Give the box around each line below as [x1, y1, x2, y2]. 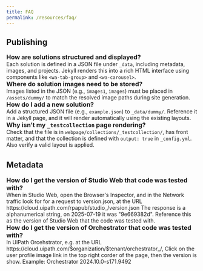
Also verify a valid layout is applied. [6, 141, 95, 149]
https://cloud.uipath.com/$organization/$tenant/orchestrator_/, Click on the [6, 245, 195, 252]
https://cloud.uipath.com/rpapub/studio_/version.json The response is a [6, 204, 186, 211]
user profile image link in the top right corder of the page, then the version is [6, 251, 197, 258]
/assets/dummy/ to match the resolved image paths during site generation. [6, 94, 191, 101]
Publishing [6, 37, 48, 47]
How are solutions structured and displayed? [6, 53, 141, 61]
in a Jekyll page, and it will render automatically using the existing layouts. [6, 115, 191, 122]
